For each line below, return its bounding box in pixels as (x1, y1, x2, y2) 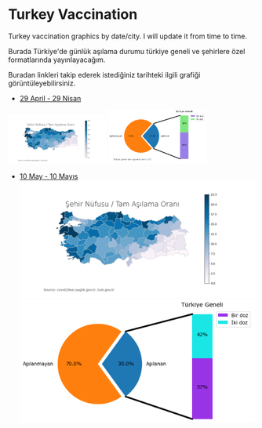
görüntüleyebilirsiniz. (8, 78, 76, 88)
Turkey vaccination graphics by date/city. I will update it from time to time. (8, 31, 247, 41)
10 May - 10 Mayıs (19, 172, 78, 181)
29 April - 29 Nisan (19, 93, 82, 103)
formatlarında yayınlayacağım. (8, 55, 106, 64)
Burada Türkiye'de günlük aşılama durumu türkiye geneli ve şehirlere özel (8, 46, 246, 56)
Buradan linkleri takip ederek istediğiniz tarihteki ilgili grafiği (8, 70, 201, 79)
